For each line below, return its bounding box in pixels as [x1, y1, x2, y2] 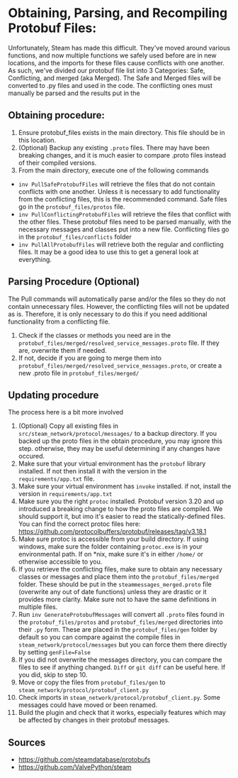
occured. [18, 452, 45, 461]
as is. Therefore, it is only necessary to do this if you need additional [8, 309, 208, 318]
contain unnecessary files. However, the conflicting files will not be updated [8, 302, 229, 310]
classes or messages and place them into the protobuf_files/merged [18, 573, 219, 581]
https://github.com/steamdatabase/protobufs [18, 755, 151, 764]
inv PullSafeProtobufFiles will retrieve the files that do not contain [18, 180, 215, 188]
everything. [18, 255, 52, 263]
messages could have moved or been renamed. [18, 701, 158, 709]
